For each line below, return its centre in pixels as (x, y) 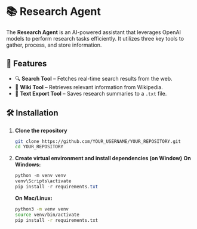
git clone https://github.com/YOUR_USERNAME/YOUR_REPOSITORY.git (98, 141)
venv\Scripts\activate (43, 181)
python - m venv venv (40, 176)
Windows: (28, 164)
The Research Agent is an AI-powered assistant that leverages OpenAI (93, 32)
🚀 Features (27, 64)
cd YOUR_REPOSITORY (39, 147)
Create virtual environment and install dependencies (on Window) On (103, 158)
